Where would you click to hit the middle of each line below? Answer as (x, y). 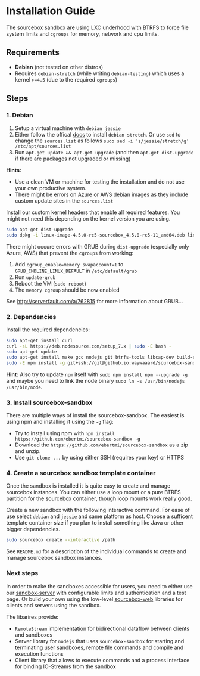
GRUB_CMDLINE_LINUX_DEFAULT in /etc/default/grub (76, 271)
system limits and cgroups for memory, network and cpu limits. (83, 33)
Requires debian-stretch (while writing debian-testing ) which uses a (99, 73)
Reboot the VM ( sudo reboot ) (50, 284)
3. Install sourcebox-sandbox (49, 402)
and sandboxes (34, 635)
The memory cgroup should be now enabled (67, 290)
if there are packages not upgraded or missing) (73, 159)
